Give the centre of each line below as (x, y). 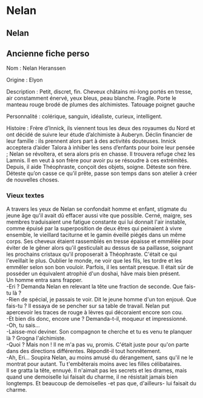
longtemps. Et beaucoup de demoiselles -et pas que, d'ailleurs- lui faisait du (101, 383)
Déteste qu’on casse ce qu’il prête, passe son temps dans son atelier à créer (102, 173)
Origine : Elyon (25, 80)
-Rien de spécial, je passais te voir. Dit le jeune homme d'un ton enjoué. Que (101, 299)
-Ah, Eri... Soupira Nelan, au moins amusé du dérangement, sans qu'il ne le (100, 357)
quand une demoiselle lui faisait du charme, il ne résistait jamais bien (92, 377)
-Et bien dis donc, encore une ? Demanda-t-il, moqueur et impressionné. (97, 318)
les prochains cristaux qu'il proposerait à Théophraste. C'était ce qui (92, 254)
